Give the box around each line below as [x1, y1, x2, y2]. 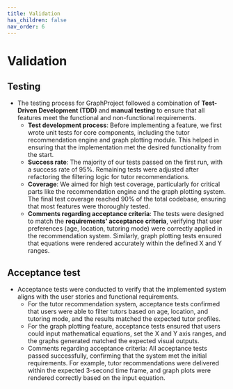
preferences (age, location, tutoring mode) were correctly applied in [27, 224, 223, 233]
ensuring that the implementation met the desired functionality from [27, 143, 222, 151]
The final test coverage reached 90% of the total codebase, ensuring [27, 195, 226, 204]
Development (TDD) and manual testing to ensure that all [38, 106, 205, 115]
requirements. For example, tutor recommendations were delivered [27, 359, 220, 367]
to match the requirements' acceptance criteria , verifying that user [27, 217, 223, 226]
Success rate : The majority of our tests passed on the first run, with [27, 158, 223, 167]
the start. [27, 151, 54, 159]
